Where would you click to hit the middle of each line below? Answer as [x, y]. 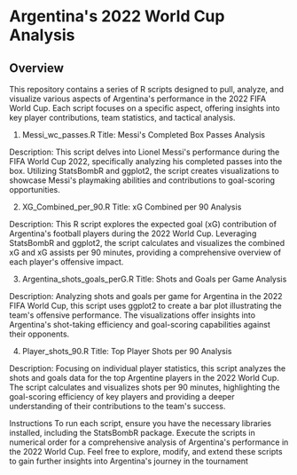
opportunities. [35, 190]
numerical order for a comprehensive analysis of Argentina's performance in [149, 442]
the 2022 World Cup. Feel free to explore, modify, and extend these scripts [146, 451]
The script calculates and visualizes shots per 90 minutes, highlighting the [145, 387]
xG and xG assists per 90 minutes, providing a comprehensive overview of [145, 252]
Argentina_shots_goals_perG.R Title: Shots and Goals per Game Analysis [154, 279]
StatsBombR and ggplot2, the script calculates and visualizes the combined [147, 243]
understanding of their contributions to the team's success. [117, 406]
